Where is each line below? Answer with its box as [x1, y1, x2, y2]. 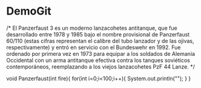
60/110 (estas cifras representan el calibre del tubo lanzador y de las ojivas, [6, 37, 195, 44]
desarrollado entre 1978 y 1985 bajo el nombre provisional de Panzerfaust [6, 30, 190, 38]
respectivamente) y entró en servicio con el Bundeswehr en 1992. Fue [6, 44, 181, 51]
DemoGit [6, 4, 51, 18]
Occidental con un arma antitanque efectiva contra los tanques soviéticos [6, 56, 191, 64]
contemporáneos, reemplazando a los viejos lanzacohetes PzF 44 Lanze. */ [6, 63, 196, 70]
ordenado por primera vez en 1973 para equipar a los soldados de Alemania [6, 50, 196, 57]
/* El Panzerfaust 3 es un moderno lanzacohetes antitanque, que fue [6, 24, 177, 32]
